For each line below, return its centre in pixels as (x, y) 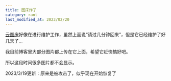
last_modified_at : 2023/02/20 (38, 19)
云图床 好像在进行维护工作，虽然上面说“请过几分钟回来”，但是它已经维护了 (83, 35)
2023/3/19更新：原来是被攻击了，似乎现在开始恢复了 (61, 73)
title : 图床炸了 (21, 10)
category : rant (21, 15)
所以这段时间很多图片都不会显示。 (41, 63)
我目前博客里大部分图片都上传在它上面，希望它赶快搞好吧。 (68, 52)
